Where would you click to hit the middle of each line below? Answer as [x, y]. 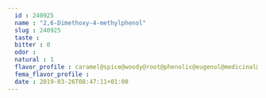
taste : [27, 38]
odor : [25, 52]
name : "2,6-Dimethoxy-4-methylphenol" [81, 23]
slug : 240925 [38, 30]
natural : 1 [35, 60]
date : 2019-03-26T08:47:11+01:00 [71, 81]
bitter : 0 [33, 45]
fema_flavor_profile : [52, 74]
